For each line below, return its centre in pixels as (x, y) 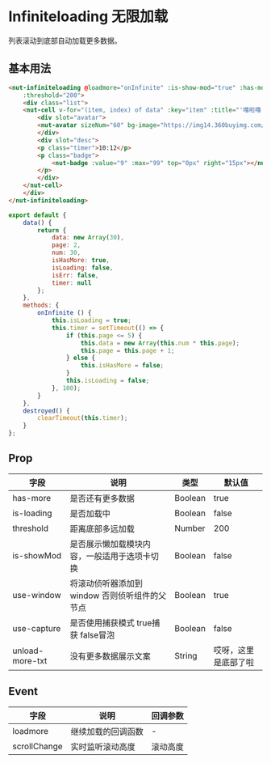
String (186, 655)
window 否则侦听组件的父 (118, 596)
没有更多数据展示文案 (110, 656)
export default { (38, 215)
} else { (80, 358)
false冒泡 (98, 634)
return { (52, 230)
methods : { (41, 305)
